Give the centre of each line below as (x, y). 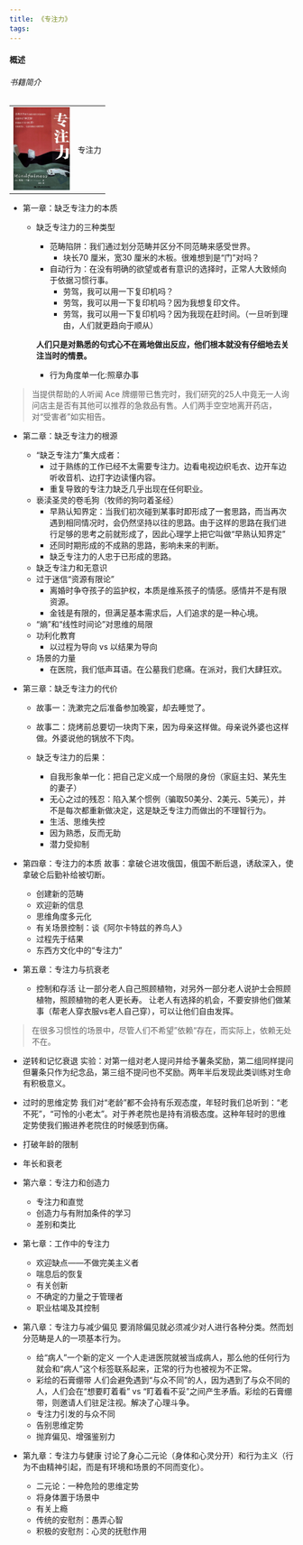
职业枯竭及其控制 (68, 1308)
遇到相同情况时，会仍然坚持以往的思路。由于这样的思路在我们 (164, 523)
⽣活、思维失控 (77, 822)
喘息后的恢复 (60, 1274)
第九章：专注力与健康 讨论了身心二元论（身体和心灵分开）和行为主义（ (154, 1456)
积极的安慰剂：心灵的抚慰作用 (91, 1531)
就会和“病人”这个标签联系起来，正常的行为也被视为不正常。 (146, 1369)
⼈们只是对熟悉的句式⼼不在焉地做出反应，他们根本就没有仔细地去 (158, 345)
